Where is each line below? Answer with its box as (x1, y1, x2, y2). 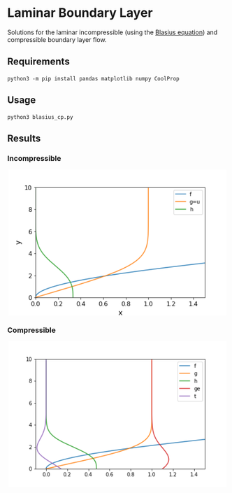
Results (7, 132, 41, 144)
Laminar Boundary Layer (7, 5, 153, 21)
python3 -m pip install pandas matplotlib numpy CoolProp (7, 75, 180, 82)
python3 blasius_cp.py (7, 113, 73, 120)
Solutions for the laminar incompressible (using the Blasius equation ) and (7, 28, 218, 36)
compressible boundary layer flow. (7, 35, 107, 43)
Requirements (7, 56, 70, 68)
